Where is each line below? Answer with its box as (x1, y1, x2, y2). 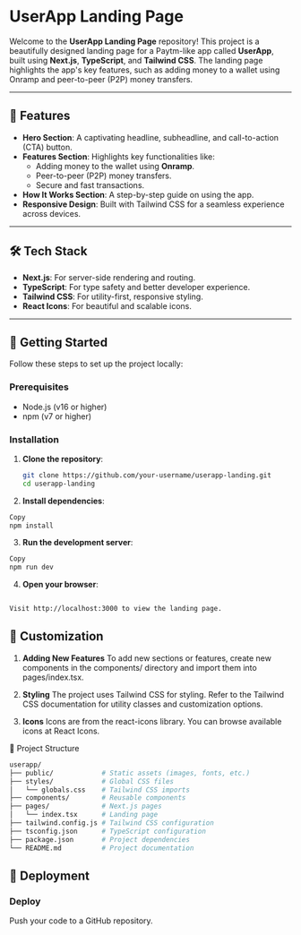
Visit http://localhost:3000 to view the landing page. (9, 605, 222, 613)
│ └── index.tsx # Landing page (9, 811, 159, 819)
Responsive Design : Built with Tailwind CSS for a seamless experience (21, 199, 285, 210)
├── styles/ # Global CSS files (9, 776, 175, 785)
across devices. (21, 208, 82, 219)
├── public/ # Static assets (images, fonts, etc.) (9, 768, 251, 777)
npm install (9, 521, 54, 530)
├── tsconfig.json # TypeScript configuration (9, 827, 206, 836)
